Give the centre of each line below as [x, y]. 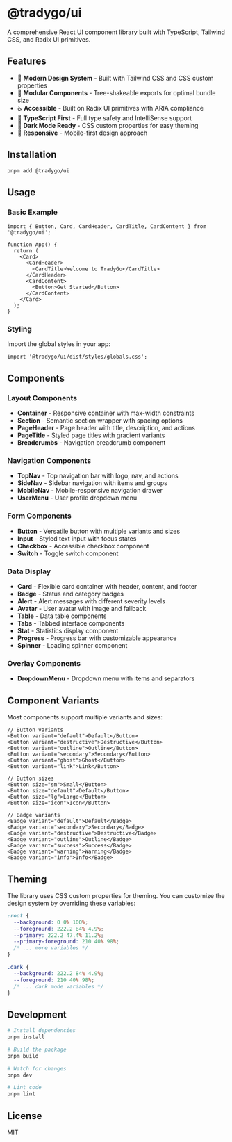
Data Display [29, 571]
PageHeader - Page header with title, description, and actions [106, 428]
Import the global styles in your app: [59, 344]
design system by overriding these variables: [72, 903]
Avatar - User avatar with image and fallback [82, 609]
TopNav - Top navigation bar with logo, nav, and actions [98, 476]
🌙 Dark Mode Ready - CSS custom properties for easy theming [108, 125]
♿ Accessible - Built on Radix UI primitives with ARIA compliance [110, 108]
